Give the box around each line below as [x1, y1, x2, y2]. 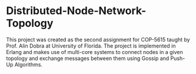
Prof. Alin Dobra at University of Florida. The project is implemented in [6, 42, 176, 49]
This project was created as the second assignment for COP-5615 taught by [6, 36, 190, 43]
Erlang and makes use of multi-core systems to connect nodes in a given [6, 48, 184, 55]
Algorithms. [14, 60, 43, 68]
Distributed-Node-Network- [6, 4, 147, 18]
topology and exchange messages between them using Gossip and [6, 55, 170, 62]
